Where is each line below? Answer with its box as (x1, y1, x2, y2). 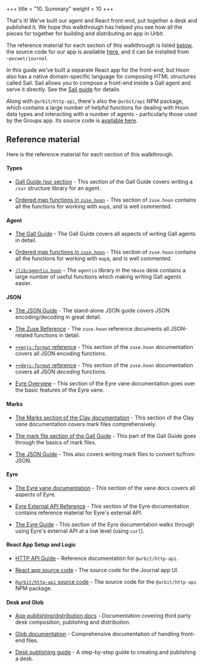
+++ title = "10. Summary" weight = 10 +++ (6, 5, 114, 12)
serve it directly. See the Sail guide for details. (6, 86, 121, 93)
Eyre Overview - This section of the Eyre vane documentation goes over (15, 380, 196, 387)
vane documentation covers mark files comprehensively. (15, 420, 157, 427)
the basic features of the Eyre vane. (15, 386, 105, 394)
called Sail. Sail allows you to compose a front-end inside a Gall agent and (6, 79, 191, 86)
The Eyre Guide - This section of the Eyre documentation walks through (15, 520, 195, 528)
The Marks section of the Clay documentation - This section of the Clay (15, 413, 195, 421)
